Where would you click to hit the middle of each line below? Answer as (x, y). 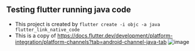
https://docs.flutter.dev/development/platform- (115, 36)
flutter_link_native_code (47, 30)
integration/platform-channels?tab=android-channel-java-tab (91, 42)
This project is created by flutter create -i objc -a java (87, 24)
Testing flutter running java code (69, 10)
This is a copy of (35, 36)
